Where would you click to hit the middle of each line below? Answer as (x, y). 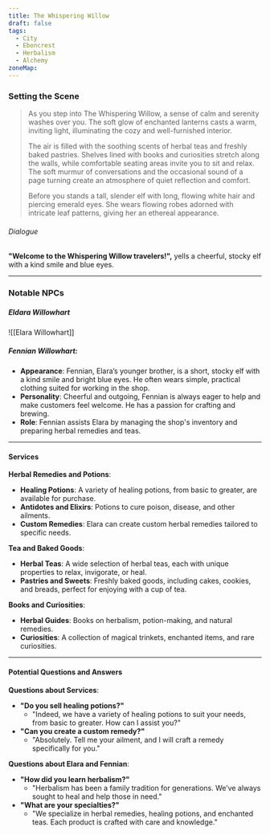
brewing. (35, 413)
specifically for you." (66, 748)
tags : (17, 31)
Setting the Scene (44, 96)
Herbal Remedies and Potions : (60, 475)
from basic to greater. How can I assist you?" (106, 723)
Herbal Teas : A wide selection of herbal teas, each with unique (124, 564)
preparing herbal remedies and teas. (80, 431)
